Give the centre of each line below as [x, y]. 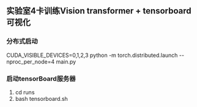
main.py [66, 61]
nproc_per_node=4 [31, 61]
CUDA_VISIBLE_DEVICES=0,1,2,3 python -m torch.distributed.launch [92, 55]
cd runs [25, 92]
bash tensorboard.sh [42, 98]
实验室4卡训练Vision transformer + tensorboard [99, 11]
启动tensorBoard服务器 [41, 78]
